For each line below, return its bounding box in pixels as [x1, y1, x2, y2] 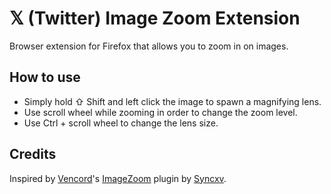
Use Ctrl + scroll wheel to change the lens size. [23, 117, 219, 129]
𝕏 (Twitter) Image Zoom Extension [9, 7, 301, 30]
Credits [9, 146, 57, 163]
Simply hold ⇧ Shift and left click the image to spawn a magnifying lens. [23, 95, 322, 107]
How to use [9, 69, 81, 86]
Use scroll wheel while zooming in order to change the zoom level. [23, 106, 298, 118]
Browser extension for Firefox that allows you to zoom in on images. [9, 40, 289, 52]
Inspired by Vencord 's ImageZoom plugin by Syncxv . [9, 172, 227, 184]
